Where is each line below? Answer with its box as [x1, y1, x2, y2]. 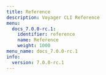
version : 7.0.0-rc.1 [12, 59, 64, 65]
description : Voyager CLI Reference [6, 15, 100, 21]
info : [6, 54, 20, 60]
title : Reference [6, 8, 51, 15]
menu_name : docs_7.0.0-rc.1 [6, 48, 78, 54]
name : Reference [17, 37, 59, 43]
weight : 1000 [17, 43, 51, 49]
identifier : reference [17, 31, 75, 37]
